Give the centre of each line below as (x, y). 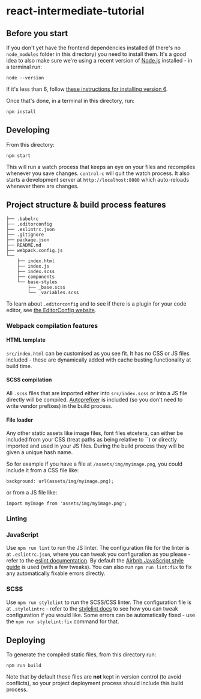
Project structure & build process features (86, 205)
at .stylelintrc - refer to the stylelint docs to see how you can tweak (92, 608)
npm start (19, 156)
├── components (36, 277)
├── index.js (33, 266)
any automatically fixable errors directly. (56, 573)
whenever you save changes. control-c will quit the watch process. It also (98, 173)
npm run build (24, 666)
